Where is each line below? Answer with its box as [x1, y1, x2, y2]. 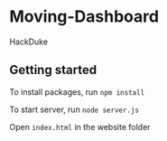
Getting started [9, 62, 97, 78]
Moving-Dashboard [9, 6, 160, 27]
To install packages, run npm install [9, 86, 145, 97]
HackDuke [9, 36, 48, 47]
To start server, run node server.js [9, 104, 140, 115]
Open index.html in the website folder [9, 121, 151, 132]
